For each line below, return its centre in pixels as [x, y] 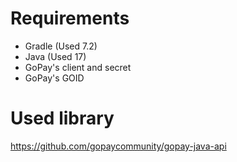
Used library [62, 118]
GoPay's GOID [54, 78]
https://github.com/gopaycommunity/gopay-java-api [118, 146]
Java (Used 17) [55, 56]
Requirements [70, 18]
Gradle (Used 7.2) [61, 46]
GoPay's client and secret [78, 67]
